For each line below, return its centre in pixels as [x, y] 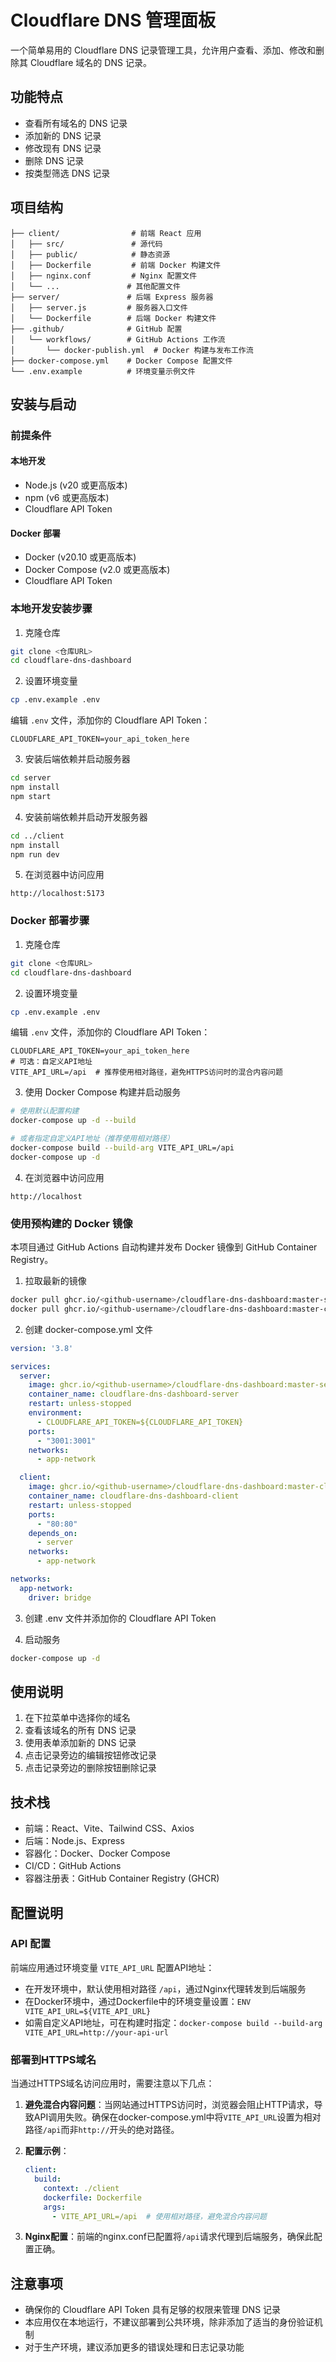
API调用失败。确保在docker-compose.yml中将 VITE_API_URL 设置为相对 [177, 2117]
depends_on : [53, 1533]
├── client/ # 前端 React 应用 [106, 233]
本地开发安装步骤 [51, 609]
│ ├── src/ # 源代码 [86, 244]
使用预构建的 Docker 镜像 [71, 1223]
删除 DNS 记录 [54, 160]
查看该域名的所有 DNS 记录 [80, 1730]
